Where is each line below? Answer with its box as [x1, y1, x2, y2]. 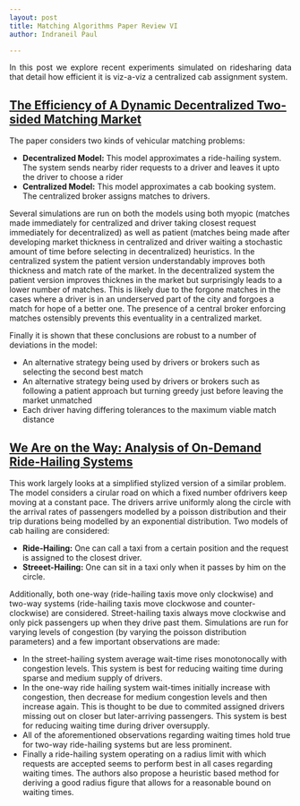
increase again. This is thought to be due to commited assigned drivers [21, 701, 285, 712]
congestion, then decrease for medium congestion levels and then [21, 691, 268, 702]
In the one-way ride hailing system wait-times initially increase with [21, 682, 270, 692]
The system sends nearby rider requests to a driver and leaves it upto [21, 162, 280, 173]
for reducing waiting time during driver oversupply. [21, 720, 210, 731]
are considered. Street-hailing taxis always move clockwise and [50, 608, 287, 618]
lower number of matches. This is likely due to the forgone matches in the [9, 284, 281, 296]
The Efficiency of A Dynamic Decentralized [9, 98, 254, 113]
